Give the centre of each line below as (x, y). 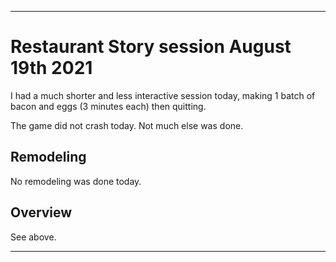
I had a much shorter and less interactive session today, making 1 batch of (163, 95)
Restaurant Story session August (151, 47)
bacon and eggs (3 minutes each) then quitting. (108, 106)
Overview (41, 212)
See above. (33, 237)
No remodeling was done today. (76, 181)
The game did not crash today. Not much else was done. (127, 125)
